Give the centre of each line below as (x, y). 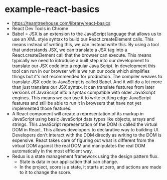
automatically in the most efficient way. (52, 151)
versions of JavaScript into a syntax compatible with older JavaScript (84, 92)
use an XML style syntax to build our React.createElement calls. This (83, 39)
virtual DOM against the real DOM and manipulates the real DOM (79, 145)
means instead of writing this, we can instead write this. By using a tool (85, 44)
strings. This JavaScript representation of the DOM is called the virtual (85, 124)
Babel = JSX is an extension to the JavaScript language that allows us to (87, 34)
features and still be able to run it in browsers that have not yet (76, 103)
